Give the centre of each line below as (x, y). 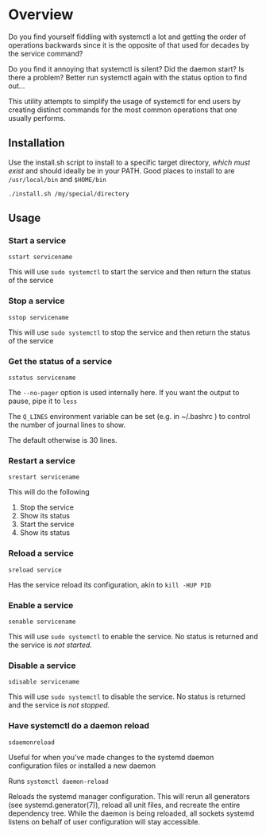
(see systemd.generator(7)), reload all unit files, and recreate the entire (124, 805)
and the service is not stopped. (59, 705)
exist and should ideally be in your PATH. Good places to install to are (121, 171)
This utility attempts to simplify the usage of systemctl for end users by (124, 101)
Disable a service (42, 665)
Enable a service (41, 605)
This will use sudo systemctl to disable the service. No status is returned (127, 696)
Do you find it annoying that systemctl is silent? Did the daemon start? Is (126, 68)
